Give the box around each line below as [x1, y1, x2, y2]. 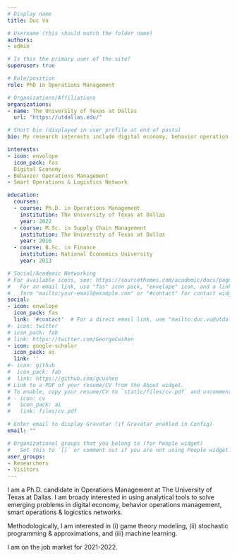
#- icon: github [7, 362, 55, 369]
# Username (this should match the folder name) [7, 30, 153, 37]
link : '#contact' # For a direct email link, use [13, 316, 166, 323]
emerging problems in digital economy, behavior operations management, [7, 501, 222, 509]
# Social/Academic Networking [7, 270, 97, 277]
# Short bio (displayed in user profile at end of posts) [7, 126, 181, 134]
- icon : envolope [7, 153, 59, 160]
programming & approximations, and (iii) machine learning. [7, 529, 178, 538]
